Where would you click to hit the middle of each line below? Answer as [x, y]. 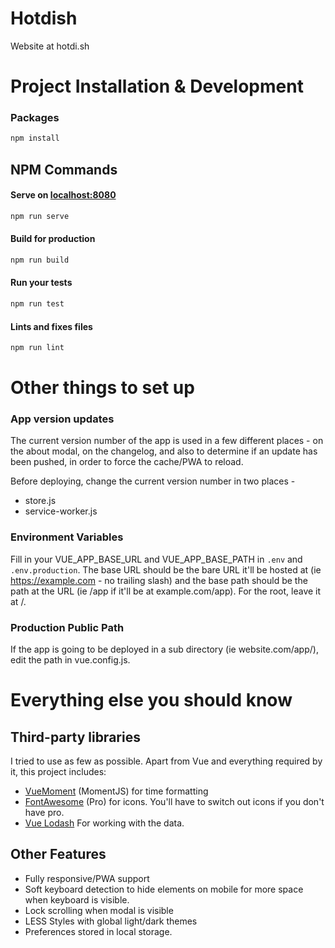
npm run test [37, 304]
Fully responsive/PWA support [87, 878]
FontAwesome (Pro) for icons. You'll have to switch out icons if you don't [174, 802]
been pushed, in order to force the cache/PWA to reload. [127, 462]
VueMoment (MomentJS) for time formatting [116, 791]
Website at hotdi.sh [50, 46]
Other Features [58, 854]
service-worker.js [61, 511]
